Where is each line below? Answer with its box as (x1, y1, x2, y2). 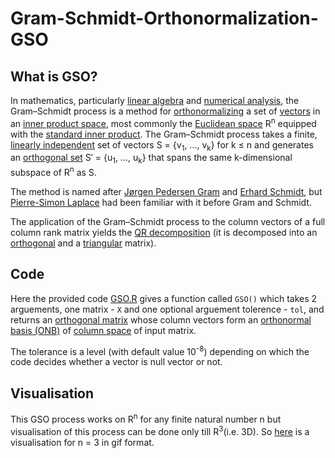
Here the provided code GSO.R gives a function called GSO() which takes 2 (10, 292, 318, 304)
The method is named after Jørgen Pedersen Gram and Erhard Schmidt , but (10, 185, 323, 197)
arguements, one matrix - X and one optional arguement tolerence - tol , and (10, 303, 325, 315)
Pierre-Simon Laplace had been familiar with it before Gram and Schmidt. (10, 196, 312, 208)
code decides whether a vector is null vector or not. (10, 356, 223, 368)
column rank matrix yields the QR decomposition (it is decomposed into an (10, 226, 318, 238)
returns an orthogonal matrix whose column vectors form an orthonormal (10, 313, 312, 326)
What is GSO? (10, 68, 98, 85)
